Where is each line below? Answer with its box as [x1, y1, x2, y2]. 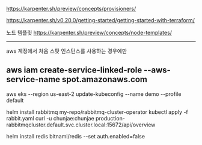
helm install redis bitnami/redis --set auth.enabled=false [6, 132, 145, 140]
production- [95, 114, 125, 122]
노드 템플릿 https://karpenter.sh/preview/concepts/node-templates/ [6, 29, 173, 36]
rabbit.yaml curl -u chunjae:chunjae [6, 114, 94, 122]
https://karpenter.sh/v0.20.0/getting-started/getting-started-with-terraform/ [6, 17, 195, 23]
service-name [6, 74, 61, 84]
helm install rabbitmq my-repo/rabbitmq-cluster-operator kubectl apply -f [6, 108, 188, 116]
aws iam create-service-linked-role [6, 65, 142, 75]
